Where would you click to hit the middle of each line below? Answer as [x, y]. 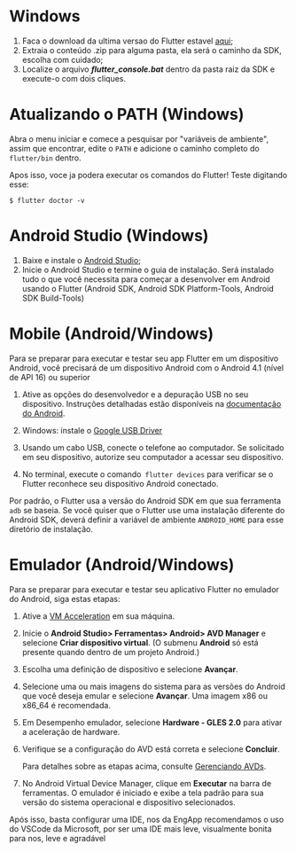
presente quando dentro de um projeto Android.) [111, 652]
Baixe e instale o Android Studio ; [82, 260]
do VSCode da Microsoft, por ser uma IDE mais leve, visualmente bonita [140, 829]
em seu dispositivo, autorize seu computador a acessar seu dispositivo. [152, 457]
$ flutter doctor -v [47, 200]
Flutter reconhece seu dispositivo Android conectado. [120, 483]
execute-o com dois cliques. [74, 78]
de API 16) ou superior [50, 377]
